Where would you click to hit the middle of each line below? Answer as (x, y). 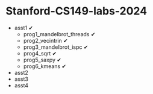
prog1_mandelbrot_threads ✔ (59, 34)
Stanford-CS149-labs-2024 (76, 11)
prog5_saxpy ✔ (42, 60)
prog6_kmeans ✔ (45, 66)
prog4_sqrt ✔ (40, 53)
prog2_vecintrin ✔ (45, 40)
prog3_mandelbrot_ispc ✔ (56, 47)
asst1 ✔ (24, 28)
